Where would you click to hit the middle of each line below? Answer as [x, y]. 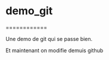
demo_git [29, 11]
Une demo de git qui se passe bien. [49, 39]
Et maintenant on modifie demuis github [54, 50]
